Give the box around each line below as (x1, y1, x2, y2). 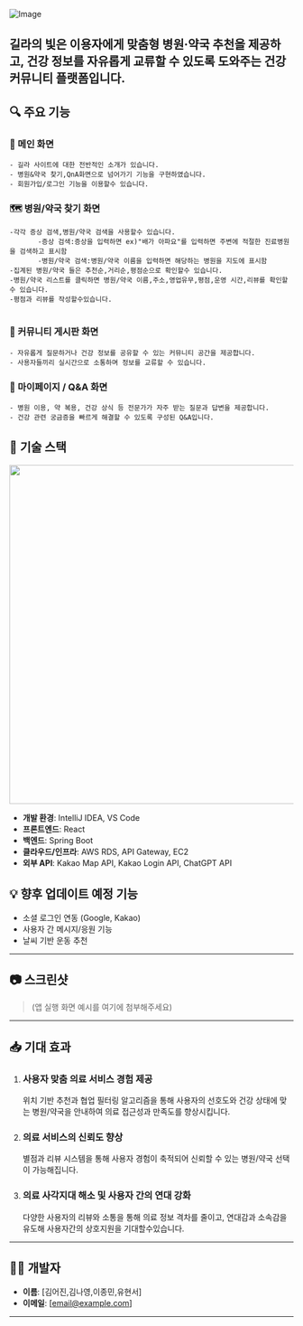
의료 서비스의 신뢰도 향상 (22, 1131, 124, 1143)
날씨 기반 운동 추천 (22, 935, 88, 945)
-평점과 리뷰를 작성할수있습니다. (9, 295, 113, 305)
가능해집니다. (32, 1164, 78, 1175)
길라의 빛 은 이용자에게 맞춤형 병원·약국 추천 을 (9, 37, 246, 52)
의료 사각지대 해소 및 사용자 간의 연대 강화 (22, 1190, 191, 1202)
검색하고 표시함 (19, 247, 68, 257)
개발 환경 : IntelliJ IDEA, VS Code (22, 812, 141, 823)
